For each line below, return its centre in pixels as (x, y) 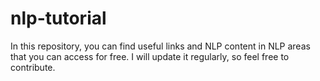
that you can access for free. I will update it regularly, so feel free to (150, 56)
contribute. (33, 67)
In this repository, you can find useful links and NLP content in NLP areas (160, 46)
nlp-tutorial (58, 18)
